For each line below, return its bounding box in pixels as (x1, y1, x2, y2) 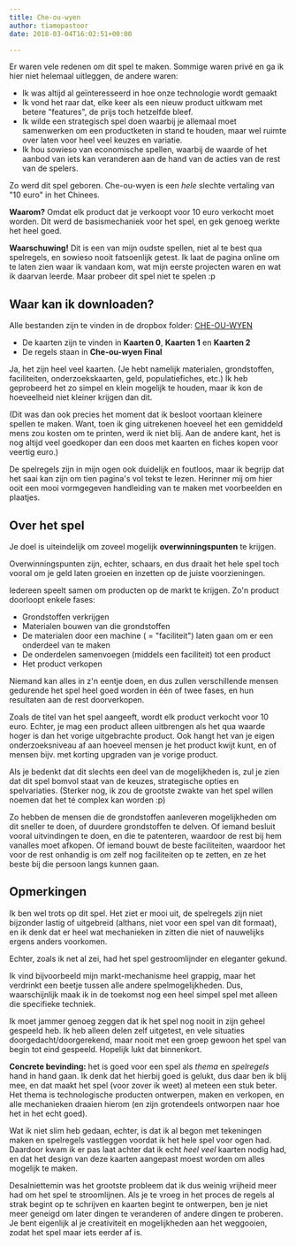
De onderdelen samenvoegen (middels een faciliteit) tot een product (21, 650, 271, 659)
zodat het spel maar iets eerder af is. (9, 1227, 143, 1237)
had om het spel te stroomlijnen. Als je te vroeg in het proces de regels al (9, 1189, 276, 1200)
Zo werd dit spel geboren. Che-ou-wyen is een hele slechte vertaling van (9, 181, 276, 191)
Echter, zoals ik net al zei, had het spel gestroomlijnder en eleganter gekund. (9, 953, 287, 964)
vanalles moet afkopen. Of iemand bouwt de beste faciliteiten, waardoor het (9, 840, 285, 850)
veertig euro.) (9, 447, 59, 458)
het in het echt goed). (9, 1108, 88, 1119)
